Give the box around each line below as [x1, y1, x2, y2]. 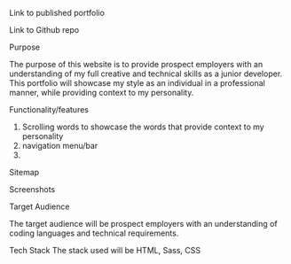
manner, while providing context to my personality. [9, 88, 194, 97]
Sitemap [9, 167, 40, 177]
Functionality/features [9, 105, 89, 114]
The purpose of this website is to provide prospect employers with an [9, 59, 263, 69]
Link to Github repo [9, 25, 80, 35]
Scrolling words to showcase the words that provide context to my [21, 121, 264, 132]
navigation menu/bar [21, 141, 98, 151]
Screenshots [9, 184, 56, 194]
